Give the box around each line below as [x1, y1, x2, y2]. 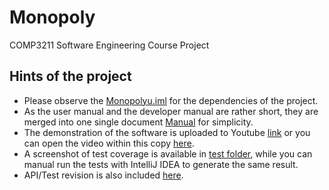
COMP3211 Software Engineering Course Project [9, 39, 210, 51]
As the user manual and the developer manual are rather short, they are [23, 105, 319, 117]
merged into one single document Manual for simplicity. [23, 116, 254, 128]
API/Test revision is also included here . [23, 169, 184, 181]
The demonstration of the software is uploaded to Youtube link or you [23, 126, 311, 138]
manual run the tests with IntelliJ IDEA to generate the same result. [23, 158, 299, 170]
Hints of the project [9, 68, 132, 85]
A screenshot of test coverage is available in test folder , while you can [23, 147, 313, 160]
